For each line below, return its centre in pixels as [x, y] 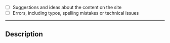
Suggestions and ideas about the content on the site [67, 7]
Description [24, 34]
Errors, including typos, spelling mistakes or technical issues [76, 13]
